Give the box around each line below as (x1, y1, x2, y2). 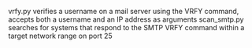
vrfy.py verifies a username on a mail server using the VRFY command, (8, 7, 239, 15)
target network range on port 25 (8, 31, 113, 40)
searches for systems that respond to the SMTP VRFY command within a (8, 23, 245, 32)
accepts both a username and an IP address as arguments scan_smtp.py (8, 15, 244, 24)
